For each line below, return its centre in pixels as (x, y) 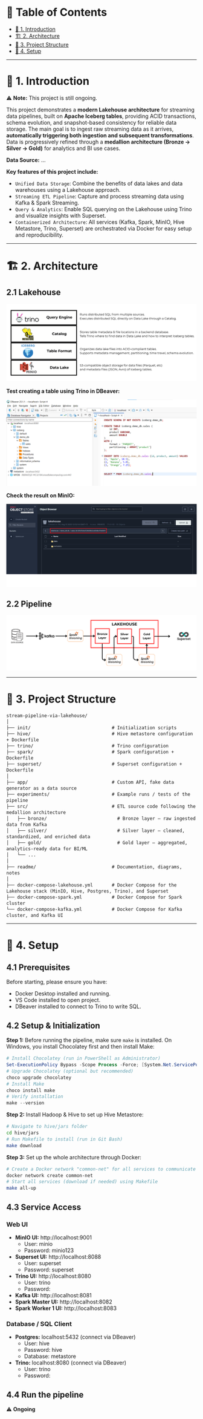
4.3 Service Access (44, 1207)
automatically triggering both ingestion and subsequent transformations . (100, 135)
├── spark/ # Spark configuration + (90, 752)
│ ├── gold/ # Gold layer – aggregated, (97, 843)
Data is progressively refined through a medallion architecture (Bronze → (98, 142)
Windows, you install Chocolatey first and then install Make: (81, 1047)
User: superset (43, 1263)
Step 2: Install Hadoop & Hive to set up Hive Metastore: (75, 1115)
